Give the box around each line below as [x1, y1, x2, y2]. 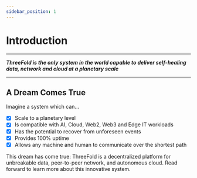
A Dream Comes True [6, 88, 86, 98]
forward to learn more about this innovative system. [6, 165, 131, 172]
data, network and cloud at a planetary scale [6, 65, 119, 72]
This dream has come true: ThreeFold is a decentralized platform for [6, 153, 171, 160]
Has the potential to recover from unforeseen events [14, 127, 141, 135]
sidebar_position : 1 [6, 8, 57, 15]
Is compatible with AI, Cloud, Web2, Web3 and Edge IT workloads [14, 121, 174, 128]
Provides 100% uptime [14, 135, 69, 142]
